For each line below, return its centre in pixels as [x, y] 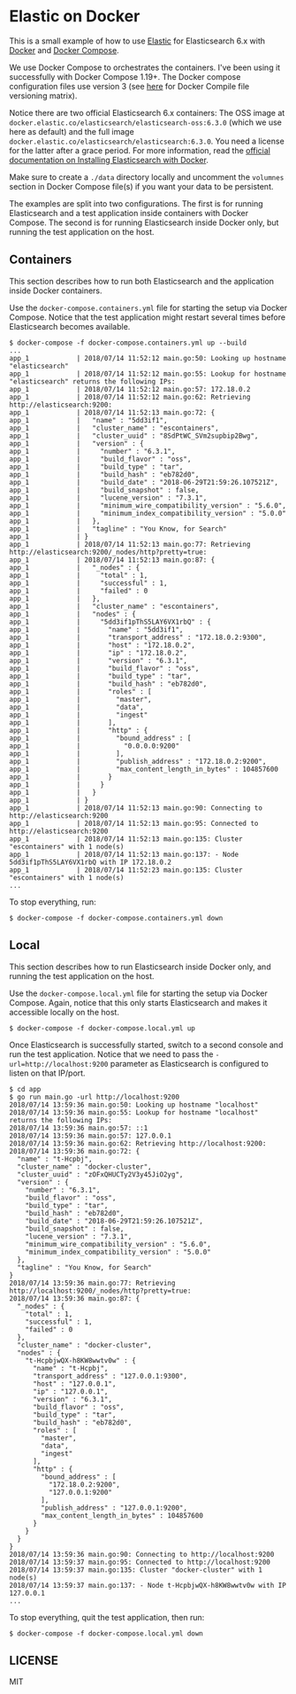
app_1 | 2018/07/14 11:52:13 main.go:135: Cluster [126, 839]
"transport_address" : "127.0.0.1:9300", [110, 1376]
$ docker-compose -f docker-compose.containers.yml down [116, 918]
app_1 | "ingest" [79, 715]
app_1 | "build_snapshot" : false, [104, 490]
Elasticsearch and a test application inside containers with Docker [129, 213]
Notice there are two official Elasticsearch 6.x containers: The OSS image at [147, 113]
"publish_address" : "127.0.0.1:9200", [114, 1508]
